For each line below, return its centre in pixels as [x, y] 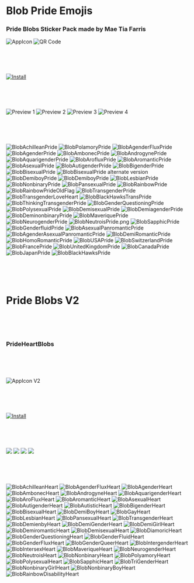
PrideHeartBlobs [30, 344]
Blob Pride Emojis [49, 11]
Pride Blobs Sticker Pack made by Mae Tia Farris [76, 29]
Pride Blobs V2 [43, 300]
